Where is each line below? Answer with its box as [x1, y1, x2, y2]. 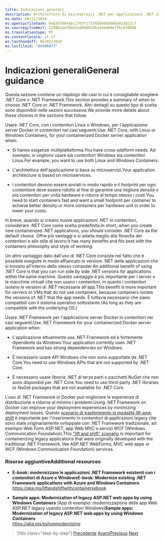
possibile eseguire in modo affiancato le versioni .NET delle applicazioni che [5, 258, 159, 264]
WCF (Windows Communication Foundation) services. [5, 446, 114, 452]
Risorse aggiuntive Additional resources [5, 458, 101, 465]
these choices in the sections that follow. [5, 112, 87, 118]
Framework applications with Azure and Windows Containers [12, 480, 140, 486]
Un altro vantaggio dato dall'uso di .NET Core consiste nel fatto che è [5, 253, 144, 258]
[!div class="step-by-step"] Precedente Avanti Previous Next [17, 530, 139, 536]
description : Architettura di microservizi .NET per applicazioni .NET [5, 12, 154, 17]
